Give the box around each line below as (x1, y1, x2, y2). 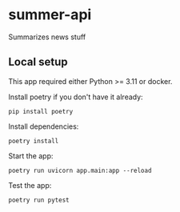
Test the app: (8, 180, 52, 190)
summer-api (8, 6, 92, 24)
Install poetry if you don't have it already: (8, 92, 143, 102)
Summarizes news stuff (8, 32, 86, 42)
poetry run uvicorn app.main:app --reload (8, 166, 152, 174)
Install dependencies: (8, 122, 79, 131)
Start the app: (8, 150, 54, 161)
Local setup (8, 55, 68, 69)
